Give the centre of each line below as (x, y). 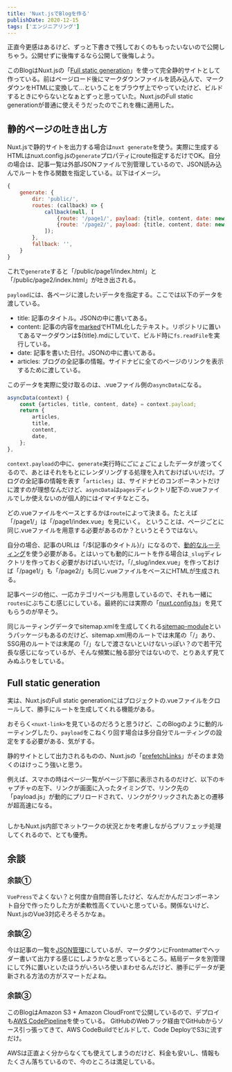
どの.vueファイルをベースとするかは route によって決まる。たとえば (102, 513)
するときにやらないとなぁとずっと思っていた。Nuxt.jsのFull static (100, 96)
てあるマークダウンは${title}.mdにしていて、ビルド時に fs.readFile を (116, 335)
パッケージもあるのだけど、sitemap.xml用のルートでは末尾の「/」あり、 (116, 635)
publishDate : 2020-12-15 (43, 20)
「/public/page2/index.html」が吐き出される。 (73, 280)
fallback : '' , (52, 244)
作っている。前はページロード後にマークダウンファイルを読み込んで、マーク (116, 79)
